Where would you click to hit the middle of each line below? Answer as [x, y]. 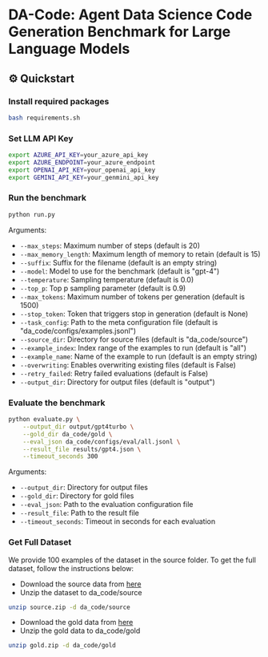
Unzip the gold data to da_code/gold [80, 631]
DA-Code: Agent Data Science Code [130, 15]
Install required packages [59, 101]
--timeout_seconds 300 [60, 456]
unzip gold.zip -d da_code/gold [62, 646]
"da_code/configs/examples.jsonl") [78, 331]
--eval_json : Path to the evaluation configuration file [106, 505]
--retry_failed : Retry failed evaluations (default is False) [114, 373]
